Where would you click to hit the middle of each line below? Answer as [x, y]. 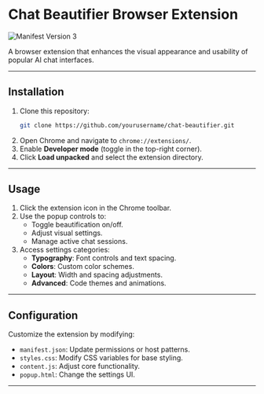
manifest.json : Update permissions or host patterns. [104, 350]
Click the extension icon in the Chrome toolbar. [95, 208]
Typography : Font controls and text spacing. [104, 258]
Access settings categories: [64, 250]
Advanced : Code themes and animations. [99, 283]
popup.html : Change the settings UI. [77, 374]
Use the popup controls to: [63, 216]
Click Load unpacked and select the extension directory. [112, 157]
